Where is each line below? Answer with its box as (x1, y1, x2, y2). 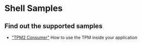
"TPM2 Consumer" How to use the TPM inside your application (11, 34, 138, 40)
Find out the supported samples (4, 22, 102, 30)
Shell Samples (4, 3, 63, 14)
